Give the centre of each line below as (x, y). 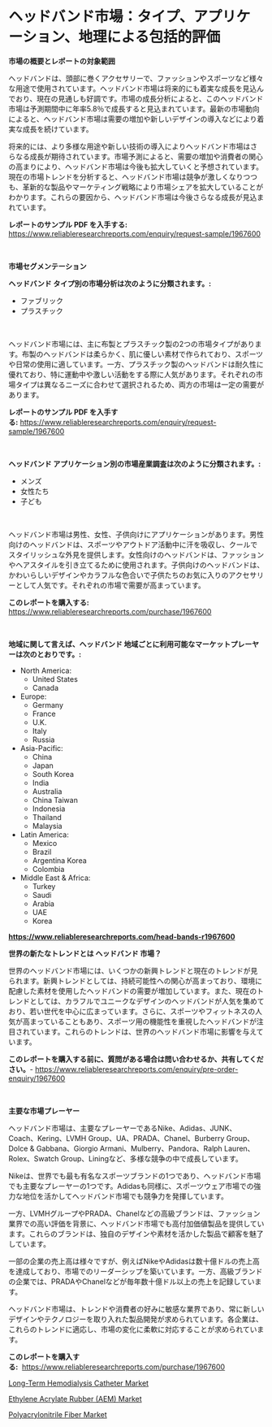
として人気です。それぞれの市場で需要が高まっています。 (110, 585)
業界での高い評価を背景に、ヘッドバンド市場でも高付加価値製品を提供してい (136, 1223)
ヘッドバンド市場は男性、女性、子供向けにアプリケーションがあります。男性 (136, 534)
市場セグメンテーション (47, 266)
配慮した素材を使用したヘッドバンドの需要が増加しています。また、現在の (133, 991)
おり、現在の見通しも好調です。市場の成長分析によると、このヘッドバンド (139, 98)
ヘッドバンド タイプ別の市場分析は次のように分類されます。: (110, 283)
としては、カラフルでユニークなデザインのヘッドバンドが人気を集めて (147, 1001)
